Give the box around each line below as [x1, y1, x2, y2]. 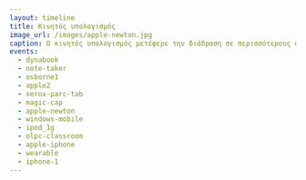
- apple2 [17, 81, 51, 90]
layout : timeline [9, 13, 76, 23]
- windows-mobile [17, 115, 84, 124]
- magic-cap [17, 97, 64, 107]
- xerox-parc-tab [17, 89, 84, 98]
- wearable [17, 148, 59, 157]
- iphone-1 [17, 156, 59, 166]
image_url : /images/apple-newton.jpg [9, 30, 153, 39]
